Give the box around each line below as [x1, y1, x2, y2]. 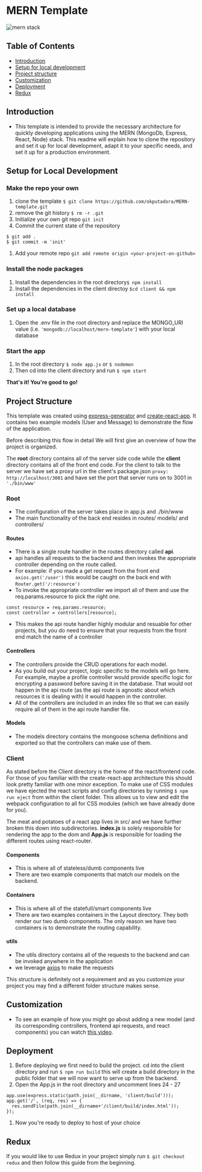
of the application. [6, 425, 51, 432]
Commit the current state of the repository [14, 222, 121, 229]
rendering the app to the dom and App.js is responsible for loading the [6, 831, 182, 838]
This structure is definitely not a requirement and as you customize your [6, 975, 185, 983]
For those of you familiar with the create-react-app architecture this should [6, 774, 192, 782]
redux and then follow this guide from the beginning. [6, 1159, 136, 1167]
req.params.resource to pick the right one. [14, 593, 121, 600]
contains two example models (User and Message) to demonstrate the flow [6, 418, 194, 425]
